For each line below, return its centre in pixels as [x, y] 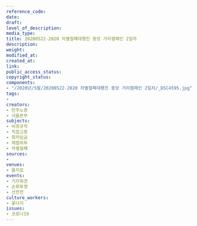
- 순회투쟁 [17, 187]
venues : [16, 165]
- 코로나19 [18, 214]
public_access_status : [34, 72]
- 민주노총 [17, 110]
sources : [17, 154]
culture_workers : [27, 198]
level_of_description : [34, 28]
